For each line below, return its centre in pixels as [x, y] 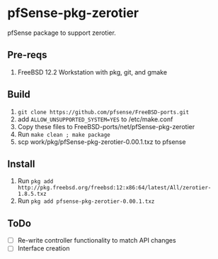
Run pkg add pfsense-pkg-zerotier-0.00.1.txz [86, 201]
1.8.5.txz [32, 194]
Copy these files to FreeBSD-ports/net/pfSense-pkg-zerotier [106, 126]
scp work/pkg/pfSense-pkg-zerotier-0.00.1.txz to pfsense [102, 142]
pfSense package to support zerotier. [62, 33]
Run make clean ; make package [64, 134]
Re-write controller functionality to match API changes [97, 241]
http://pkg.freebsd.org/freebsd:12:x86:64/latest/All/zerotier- [114, 188]
